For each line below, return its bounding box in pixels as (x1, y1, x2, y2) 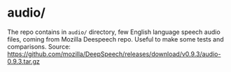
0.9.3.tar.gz (7, 57, 41, 65)
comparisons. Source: (7, 42, 71, 51)
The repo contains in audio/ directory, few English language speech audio (7, 28, 220, 36)
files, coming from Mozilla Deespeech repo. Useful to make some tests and (7, 35, 224, 43)
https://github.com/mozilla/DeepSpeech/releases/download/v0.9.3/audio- (7, 50, 221, 58)
